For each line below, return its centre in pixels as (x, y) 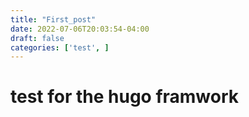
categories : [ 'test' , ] (60, 47)
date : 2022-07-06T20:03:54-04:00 (80, 29)
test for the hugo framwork (125, 97)
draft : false (37, 38)
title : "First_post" (53, 19)
